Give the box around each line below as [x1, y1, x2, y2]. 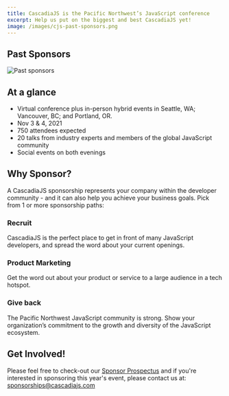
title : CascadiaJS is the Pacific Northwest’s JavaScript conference [7, 10, 210, 17]
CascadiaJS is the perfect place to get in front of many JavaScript [7, 234, 194, 242]
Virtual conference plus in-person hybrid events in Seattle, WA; [16, 104, 196, 113]
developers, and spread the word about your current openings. [7, 241, 185, 249]
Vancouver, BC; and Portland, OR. [16, 112, 113, 120]
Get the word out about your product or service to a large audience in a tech [7, 274, 223, 282]
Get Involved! [7, 348, 66, 360]
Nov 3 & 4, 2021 [16, 119, 62, 127]
